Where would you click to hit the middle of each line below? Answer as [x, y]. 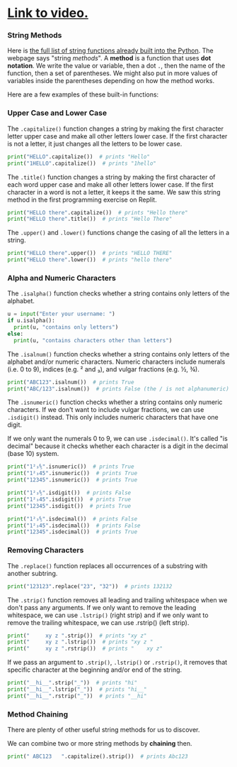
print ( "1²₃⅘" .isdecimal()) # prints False [73, 519]
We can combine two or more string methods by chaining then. [100, 744]
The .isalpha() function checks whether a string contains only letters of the [118, 293]
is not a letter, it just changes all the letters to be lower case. [95, 143]
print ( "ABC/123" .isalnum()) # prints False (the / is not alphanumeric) [118, 388]
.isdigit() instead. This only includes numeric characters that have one [113, 418]
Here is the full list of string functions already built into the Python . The [110, 50]
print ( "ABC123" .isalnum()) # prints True [71, 382]
